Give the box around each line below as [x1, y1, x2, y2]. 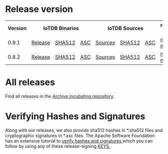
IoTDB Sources [107, 24, 143, 31]
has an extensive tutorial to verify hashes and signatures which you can [5, 137, 153, 143]
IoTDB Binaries [43, 24, 79, 31]
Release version [5, 3, 73, 15]
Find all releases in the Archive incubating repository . [5, 93, 115, 99]
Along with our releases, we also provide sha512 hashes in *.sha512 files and [5, 127, 163, 133]
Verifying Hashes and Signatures [5, 111, 145, 122]
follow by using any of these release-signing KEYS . [5, 143, 112, 149]
